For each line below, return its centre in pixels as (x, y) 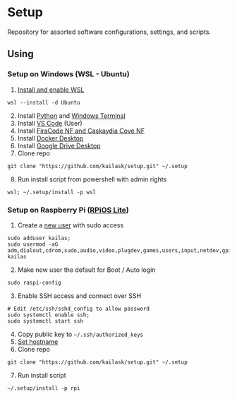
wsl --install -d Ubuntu (44, 102)
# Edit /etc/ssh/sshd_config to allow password (79, 309)
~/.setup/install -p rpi (44, 388)
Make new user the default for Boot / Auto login (86, 270)
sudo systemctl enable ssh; (49, 315)
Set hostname (38, 341)
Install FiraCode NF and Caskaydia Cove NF (81, 131)
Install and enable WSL (51, 90)
